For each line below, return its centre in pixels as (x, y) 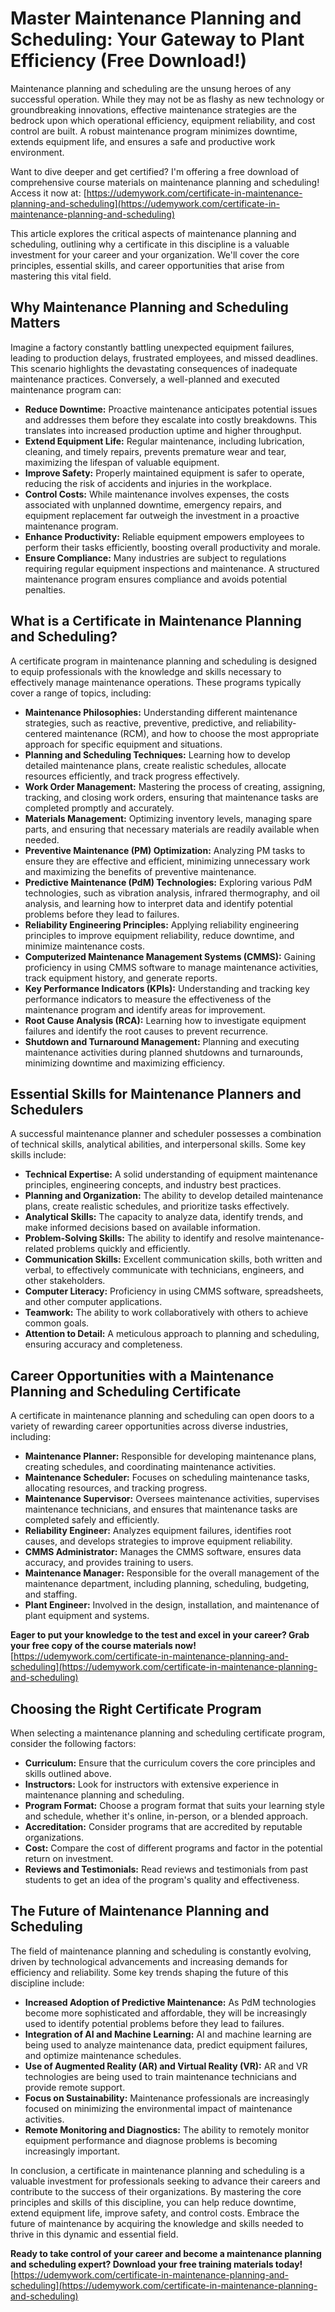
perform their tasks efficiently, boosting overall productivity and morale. (172, 547)
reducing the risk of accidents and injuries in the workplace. (148, 483)
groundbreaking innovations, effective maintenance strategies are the (153, 109)
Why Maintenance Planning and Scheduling (149, 307)
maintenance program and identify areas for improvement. (145, 1009)
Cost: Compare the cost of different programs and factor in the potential (173, 1848)
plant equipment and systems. (87, 1616)
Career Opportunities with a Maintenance (142, 1375)
